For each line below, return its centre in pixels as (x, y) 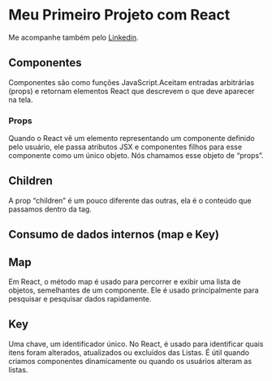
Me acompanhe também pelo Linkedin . (74, 37)
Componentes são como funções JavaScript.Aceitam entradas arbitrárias (131, 82)
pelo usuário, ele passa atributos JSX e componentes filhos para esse (125, 147)
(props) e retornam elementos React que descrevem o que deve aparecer (132, 91)
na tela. (21, 100)
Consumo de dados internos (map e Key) (114, 235)
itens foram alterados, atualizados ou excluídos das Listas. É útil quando (129, 352)
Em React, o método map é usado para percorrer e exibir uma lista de (125, 282)
